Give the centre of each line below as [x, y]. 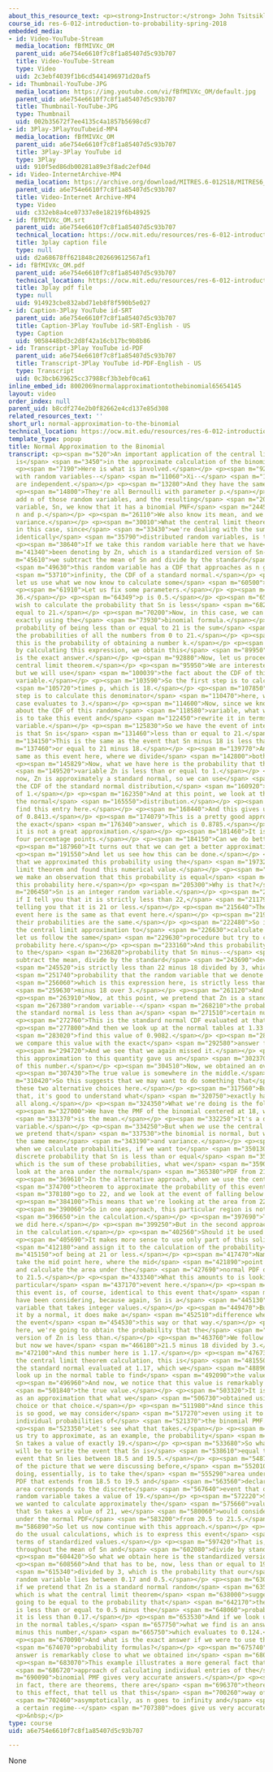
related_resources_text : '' [56, 416]
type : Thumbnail [43, 115]
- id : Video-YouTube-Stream [56, 39]
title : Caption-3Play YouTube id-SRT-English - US [103, 326]
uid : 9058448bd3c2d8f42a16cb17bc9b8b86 [83, 341]
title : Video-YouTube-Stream [65, 62]
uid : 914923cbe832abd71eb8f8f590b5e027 [83, 303]
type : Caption [39, 333]
